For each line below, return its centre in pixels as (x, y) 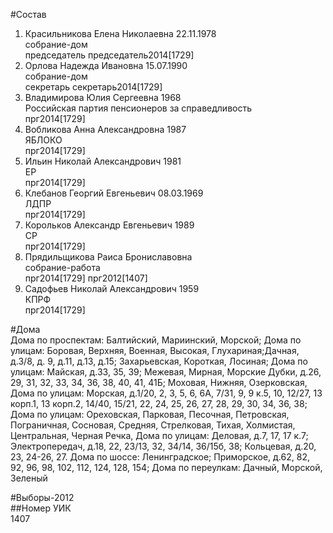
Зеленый (29, 478)
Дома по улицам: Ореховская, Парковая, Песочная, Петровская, (150, 414)
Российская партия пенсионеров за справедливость (138, 108)
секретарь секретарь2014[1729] (93, 87)
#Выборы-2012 (42, 497)
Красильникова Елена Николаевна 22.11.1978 (120, 33)
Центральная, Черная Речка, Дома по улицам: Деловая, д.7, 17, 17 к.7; (159, 435)
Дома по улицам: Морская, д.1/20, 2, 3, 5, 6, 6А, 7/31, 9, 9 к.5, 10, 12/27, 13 (166, 393)
